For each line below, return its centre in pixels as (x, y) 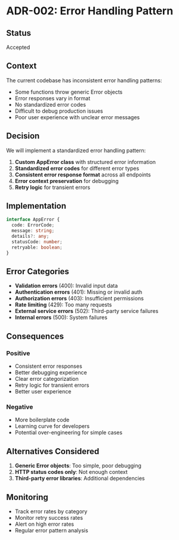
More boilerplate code (42, 420)
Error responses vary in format (53, 98)
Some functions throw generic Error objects (69, 92)
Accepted (18, 47)
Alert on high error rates (44, 524)
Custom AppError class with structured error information (85, 162)
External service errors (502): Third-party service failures (87, 311)
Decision (23, 136)
